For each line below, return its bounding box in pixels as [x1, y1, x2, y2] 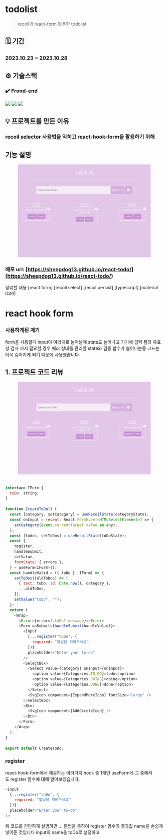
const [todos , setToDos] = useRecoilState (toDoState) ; [10, 533, 127, 538]
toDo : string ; [10, 490, 39, 496]
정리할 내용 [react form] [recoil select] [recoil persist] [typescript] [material [5, 284, 158, 290]
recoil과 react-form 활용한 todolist [17, 21, 87, 27]
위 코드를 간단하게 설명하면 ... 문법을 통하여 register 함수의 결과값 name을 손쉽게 [5, 823, 163, 829]
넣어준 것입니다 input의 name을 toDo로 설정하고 [5, 829, 100, 835]
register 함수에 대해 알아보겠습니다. [10, 776, 80, 782]
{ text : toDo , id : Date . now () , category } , [18, 581, 111, 586]
